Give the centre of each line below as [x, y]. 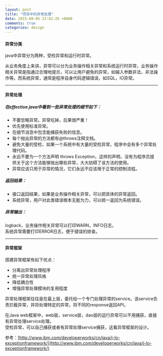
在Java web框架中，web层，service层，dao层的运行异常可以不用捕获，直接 [81, 315]
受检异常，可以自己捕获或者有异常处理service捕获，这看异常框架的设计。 [78, 327]
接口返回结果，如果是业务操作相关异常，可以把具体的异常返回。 [76, 194]
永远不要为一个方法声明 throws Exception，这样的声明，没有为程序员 [81, 156]
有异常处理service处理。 [30, 321]
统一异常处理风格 [29, 276]
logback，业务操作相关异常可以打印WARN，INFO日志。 [61, 225]
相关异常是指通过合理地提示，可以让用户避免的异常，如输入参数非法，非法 [79, 72]
